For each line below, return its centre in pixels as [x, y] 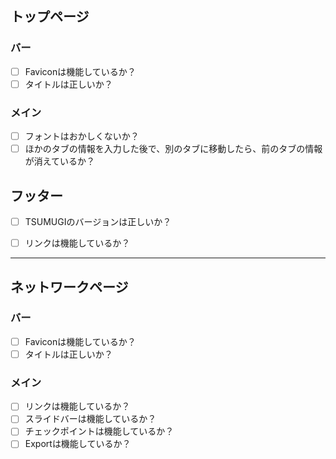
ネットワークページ [69, 287]
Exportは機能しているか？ [78, 444]
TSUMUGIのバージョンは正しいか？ [98, 222]
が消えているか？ [60, 161]
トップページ [50, 17]
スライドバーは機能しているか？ [90, 419]
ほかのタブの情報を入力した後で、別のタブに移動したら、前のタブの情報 [173, 149]
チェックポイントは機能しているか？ [99, 431]
